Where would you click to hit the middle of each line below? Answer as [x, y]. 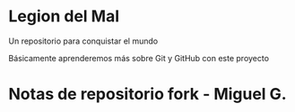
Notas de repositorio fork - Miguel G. [148, 94]
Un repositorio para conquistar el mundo [83, 41]
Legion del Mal [64, 16]
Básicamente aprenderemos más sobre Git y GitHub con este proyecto [139, 58]
